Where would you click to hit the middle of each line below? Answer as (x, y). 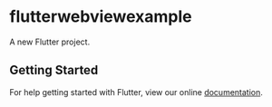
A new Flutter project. (50, 42)
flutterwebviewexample (101, 17)
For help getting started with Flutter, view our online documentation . (136, 92)
